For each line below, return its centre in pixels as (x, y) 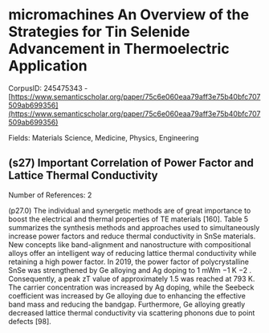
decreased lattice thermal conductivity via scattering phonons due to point (132, 313)
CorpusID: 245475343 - (48, 88)
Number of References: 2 (50, 195)
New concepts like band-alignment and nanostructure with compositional (130, 244)
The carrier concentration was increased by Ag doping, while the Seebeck (131, 287)
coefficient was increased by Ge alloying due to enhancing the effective (127, 295)
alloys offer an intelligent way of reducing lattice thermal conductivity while (132, 253)
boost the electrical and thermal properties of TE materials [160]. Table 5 (128, 219)
